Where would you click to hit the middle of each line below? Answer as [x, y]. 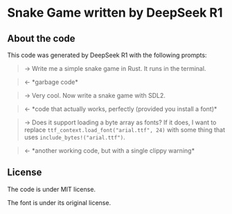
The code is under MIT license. [51, 189]
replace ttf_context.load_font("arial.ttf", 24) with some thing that [125, 130]
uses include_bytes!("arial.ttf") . [75, 137]
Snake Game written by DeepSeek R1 [115, 13]
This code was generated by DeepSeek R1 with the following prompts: [107, 55]
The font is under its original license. [59, 202]
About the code [41, 39]
